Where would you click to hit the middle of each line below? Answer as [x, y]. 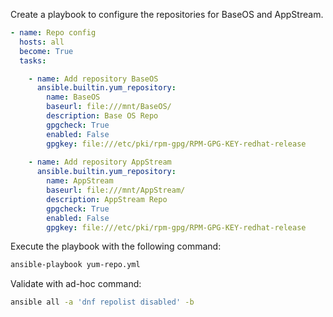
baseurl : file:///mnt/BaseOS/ [109, 107]
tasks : [33, 60]
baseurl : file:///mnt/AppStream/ [116, 190]
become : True [46, 51]
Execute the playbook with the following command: [116, 246]
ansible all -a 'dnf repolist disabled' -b [102, 302]
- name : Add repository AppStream [100, 162]
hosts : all [42, 42]
